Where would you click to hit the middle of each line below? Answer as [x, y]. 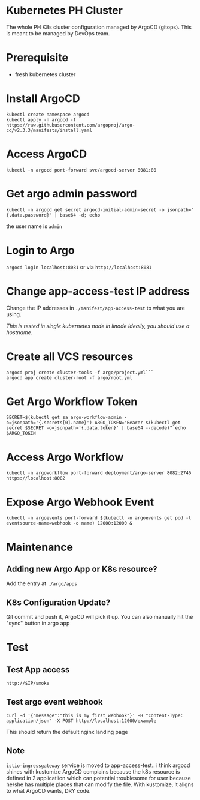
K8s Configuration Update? [58, 602]
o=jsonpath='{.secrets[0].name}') [49, 423]
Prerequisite [37, 58]
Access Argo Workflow [65, 457]
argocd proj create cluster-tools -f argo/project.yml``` [80, 373]
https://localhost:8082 [36, 478]
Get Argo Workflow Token [72, 401]
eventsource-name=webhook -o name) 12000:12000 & [69, 523]
